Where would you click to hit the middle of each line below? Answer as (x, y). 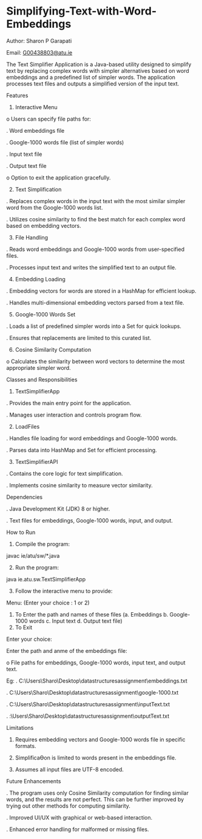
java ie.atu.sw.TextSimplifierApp (46, 579)
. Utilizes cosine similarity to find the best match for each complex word (96, 219)
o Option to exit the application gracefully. (59, 178)
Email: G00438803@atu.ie (39, 52)
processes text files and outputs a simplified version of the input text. (93, 84)
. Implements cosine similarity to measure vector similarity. (79, 485)
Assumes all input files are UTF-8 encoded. (69, 769)
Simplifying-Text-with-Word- (81, 11)
